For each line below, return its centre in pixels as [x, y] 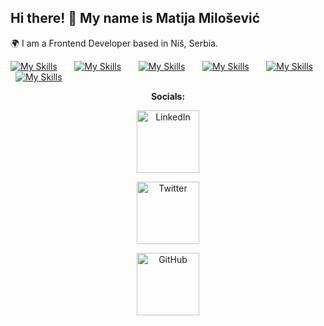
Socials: [168, 96]
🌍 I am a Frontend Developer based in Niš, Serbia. [114, 43]
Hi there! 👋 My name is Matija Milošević [135, 18]
